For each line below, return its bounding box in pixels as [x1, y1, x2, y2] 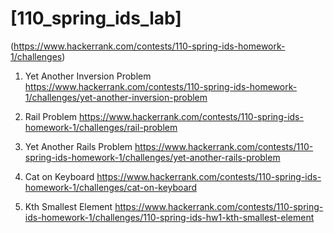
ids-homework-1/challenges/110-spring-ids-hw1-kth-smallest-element [24, 211, 315, 223]
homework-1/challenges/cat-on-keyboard [24, 181, 198, 193]
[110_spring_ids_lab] [10, 7, 182, 30]
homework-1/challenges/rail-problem [24, 121, 178, 133]
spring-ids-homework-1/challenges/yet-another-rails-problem [24, 151, 281, 163]
